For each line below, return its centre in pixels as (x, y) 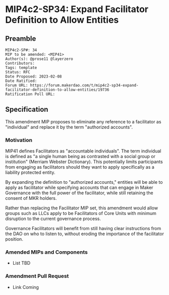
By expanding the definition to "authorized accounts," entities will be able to (84, 182)
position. (14, 239)
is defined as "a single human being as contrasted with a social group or (80, 157)
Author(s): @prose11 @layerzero (39, 59)
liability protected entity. (30, 173)
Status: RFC (18, 72)
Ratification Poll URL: (30, 94)
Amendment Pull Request (37, 276)
